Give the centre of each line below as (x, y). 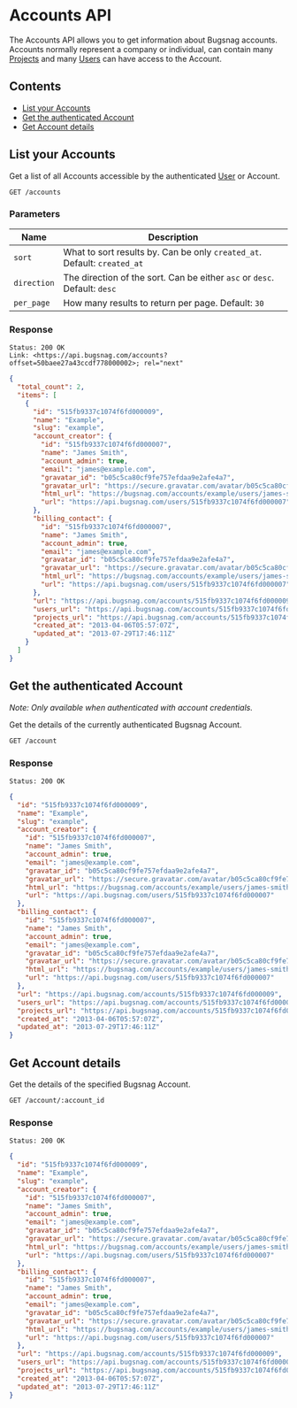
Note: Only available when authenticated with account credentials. (131, 707)
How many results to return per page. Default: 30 (164, 303)
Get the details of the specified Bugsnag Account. (100, 1084)
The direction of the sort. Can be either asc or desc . (168, 277)
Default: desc (90, 289)
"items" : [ (37, 395)
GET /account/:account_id (57, 1100)
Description (173, 237)
